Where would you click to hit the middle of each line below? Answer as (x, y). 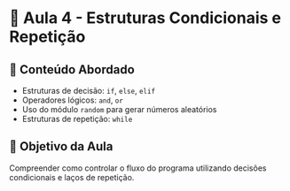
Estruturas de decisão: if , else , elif (89, 91)
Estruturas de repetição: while (77, 119)
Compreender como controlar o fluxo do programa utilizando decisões (138, 168)
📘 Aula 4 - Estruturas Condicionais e (145, 18)
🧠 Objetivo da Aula (61, 146)
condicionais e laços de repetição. (72, 177)
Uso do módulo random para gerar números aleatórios (119, 109)
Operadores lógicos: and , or (73, 100)
